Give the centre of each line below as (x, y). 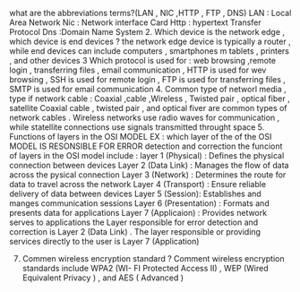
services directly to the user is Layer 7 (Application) (104, 241)
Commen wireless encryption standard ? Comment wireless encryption (153, 258)
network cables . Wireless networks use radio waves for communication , (145, 117)
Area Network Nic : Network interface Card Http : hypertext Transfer (135, 22)
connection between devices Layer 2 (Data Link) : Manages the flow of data (149, 165)
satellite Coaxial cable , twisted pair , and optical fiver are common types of (149, 108)
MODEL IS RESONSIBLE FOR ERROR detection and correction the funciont (146, 146)
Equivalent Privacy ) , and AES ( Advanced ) (103, 278)
